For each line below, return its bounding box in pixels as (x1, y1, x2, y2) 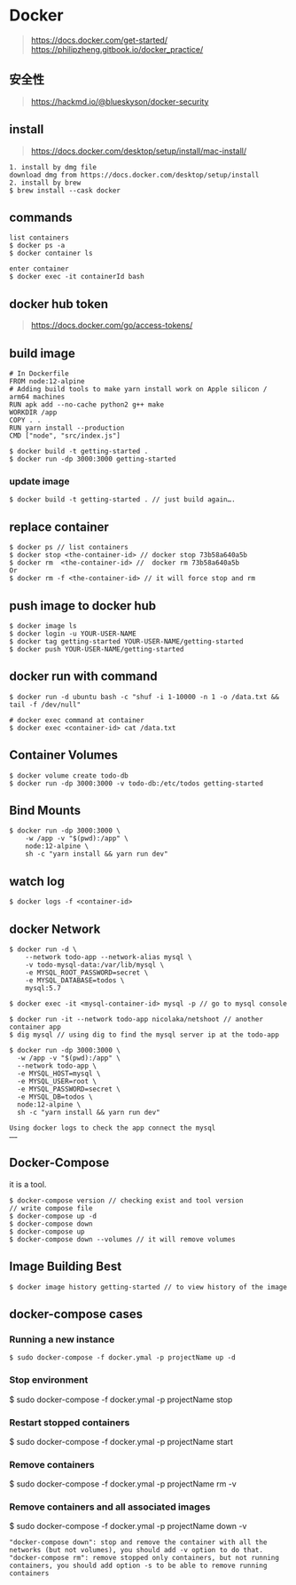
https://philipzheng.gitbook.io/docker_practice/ (30, 43, 204, 54)
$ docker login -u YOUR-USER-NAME (9, 629, 137, 638)
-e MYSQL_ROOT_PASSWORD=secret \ (25, 968, 149, 977)
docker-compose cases (9, 1306, 144, 1321)
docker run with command (9, 669, 158, 684)
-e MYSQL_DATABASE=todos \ (25, 975, 125, 985)
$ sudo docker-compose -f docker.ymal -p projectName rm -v (9, 1479, 237, 1489)
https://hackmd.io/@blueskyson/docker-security (30, 96, 209, 106)
